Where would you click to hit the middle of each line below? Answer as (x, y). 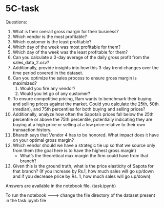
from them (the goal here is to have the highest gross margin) (74, 150)
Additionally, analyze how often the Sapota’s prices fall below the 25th (83, 114)
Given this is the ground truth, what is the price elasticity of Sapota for (83, 166)
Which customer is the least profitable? (52, 41)
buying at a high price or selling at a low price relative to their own (79, 124)
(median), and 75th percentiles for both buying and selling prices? (79, 109)
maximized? (25, 83)
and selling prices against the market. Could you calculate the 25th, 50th (86, 104)
